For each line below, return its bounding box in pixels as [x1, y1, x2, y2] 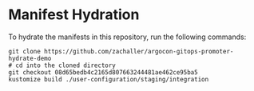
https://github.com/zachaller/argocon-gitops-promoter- [43, 47, 234, 55]
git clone [8, 47, 42, 55]
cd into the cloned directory [15, 61, 116, 69]
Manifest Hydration [8, 6, 140, 24]
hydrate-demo [8, 54, 52, 62]
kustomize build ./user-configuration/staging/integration [8, 75, 209, 83]
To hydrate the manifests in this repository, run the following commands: [8, 32, 247, 42]
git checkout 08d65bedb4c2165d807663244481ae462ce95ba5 [8, 68, 198, 77]
